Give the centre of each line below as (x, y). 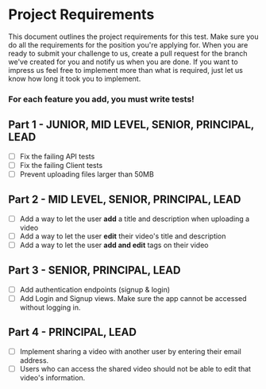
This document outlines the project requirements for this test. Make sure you (133, 36)
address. (34, 360)
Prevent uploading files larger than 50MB (87, 174)
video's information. (52, 377)
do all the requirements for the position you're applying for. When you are (128, 44)
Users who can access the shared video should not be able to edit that (135, 368)
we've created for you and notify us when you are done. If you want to (123, 62)
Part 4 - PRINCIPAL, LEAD (73, 332)
